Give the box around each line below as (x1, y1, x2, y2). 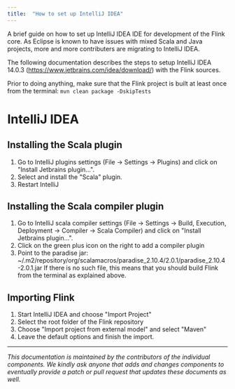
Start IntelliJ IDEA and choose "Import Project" (17, 310, 152, 319)
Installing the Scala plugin (7, 139, 122, 151)
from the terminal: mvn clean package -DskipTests (7, 86, 152, 95)
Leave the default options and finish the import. (17, 333, 155, 341)
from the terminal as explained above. (17, 271, 127, 279)
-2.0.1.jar (17, 264, 43, 272)
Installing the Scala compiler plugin (7, 201, 164, 213)
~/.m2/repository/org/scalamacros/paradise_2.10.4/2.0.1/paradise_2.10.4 (17, 256, 226, 265)
